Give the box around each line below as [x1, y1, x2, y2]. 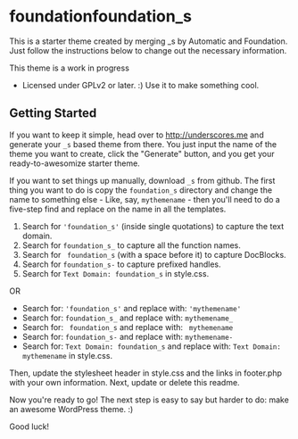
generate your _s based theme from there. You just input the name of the [9, 138, 277, 149]
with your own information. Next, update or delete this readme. [9, 377, 240, 387]
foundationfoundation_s [9, 6, 192, 27]
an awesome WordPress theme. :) [9, 403, 134, 414]
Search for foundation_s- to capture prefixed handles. [21, 259, 221, 269]
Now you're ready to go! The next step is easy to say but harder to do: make [9, 394, 290, 405]
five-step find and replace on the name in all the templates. [9, 203, 227, 214]
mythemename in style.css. [21, 350, 113, 360]
